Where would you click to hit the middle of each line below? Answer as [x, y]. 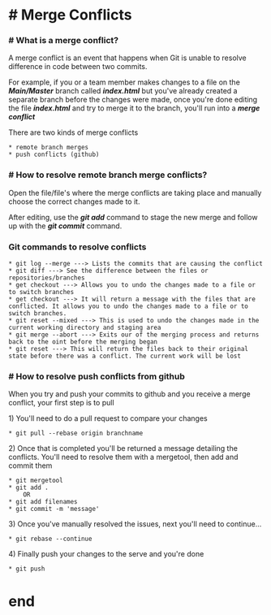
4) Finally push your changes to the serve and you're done [106, 554]
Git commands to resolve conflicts [77, 247]
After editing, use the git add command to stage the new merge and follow [133, 217]
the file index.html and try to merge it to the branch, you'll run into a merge [134, 108]
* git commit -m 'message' [54, 509]
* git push [27, 569]
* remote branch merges [49, 148]
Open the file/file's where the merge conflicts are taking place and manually [135, 193]
